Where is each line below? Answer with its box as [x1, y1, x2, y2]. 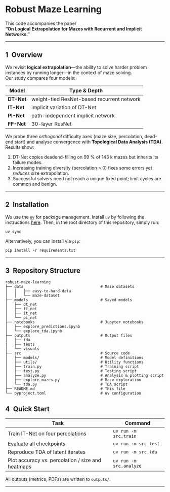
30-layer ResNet [31, 120, 72, 127]
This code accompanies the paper [5, 20, 77, 26]
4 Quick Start [5, 405, 50, 413]
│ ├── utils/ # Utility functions [5, 359, 144, 365]
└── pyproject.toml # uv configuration [5, 391, 142, 396]
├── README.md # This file [5, 386, 125, 391]
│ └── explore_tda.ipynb [5, 329, 62, 334]
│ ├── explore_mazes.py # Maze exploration [5, 377, 142, 383]
